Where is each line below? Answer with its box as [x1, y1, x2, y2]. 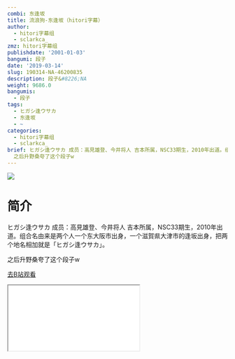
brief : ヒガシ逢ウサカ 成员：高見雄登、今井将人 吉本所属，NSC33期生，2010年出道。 [7, 147, 225, 154]
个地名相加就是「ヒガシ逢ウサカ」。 [7, 240, 108, 249]
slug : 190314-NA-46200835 [7, 68, 83, 75]
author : [7, 23, 30, 30]
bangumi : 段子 [7, 56, 47, 63]
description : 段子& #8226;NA [7, 75, 87, 82]
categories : [7, 127, 42, 134]
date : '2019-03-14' [7, 62, 64, 69]
